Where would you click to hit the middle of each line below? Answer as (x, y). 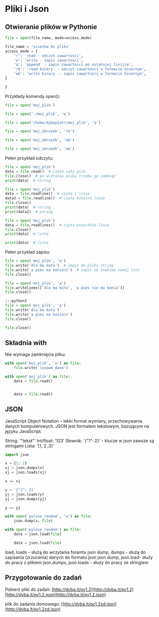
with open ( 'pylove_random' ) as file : (43, 530)
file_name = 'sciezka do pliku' (38, 47)
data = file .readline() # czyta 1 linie (48, 194)
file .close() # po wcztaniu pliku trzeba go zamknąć (61, 176)
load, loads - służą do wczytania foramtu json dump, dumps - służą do (75, 552)
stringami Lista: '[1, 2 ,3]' (30, 446)
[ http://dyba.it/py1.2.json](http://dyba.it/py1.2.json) (56, 594)
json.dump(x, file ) (33, 521)
